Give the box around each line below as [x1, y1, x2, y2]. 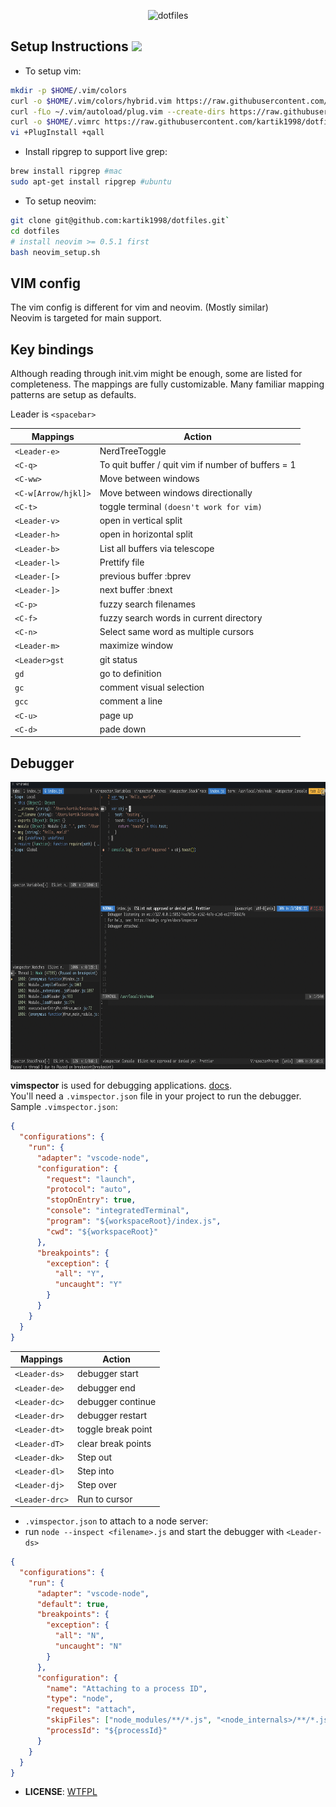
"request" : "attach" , [46, 1705, 137, 1715]
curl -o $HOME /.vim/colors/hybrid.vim [10, 96, 172, 106]
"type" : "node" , [46, 1694, 114, 1704]
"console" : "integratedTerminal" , [46, 1206, 190, 1216]
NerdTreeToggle [99, 445, 167, 457]
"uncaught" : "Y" [54, 1280, 123, 1290]
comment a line [99, 695, 163, 707]
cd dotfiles [10, 226, 60, 236]
